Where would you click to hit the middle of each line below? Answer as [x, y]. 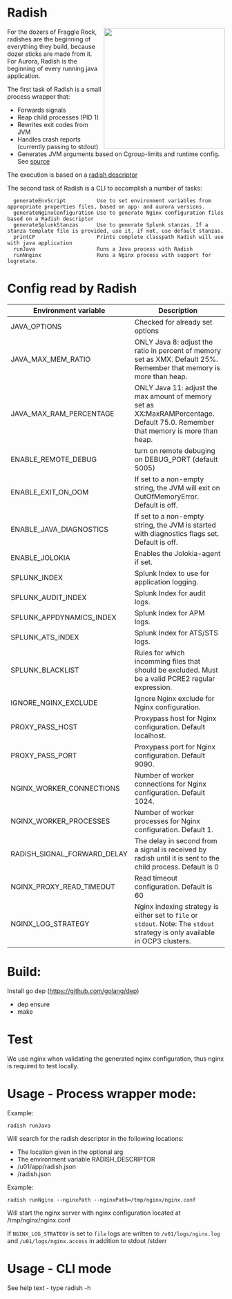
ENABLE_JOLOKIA [40, 557]
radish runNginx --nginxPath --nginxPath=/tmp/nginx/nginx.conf [101, 1200]
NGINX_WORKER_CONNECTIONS [65, 788]
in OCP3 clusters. [163, 941]
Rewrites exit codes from [52, 124]
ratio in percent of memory [177, 350]
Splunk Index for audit [170, 593]
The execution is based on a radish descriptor [72, 175]
